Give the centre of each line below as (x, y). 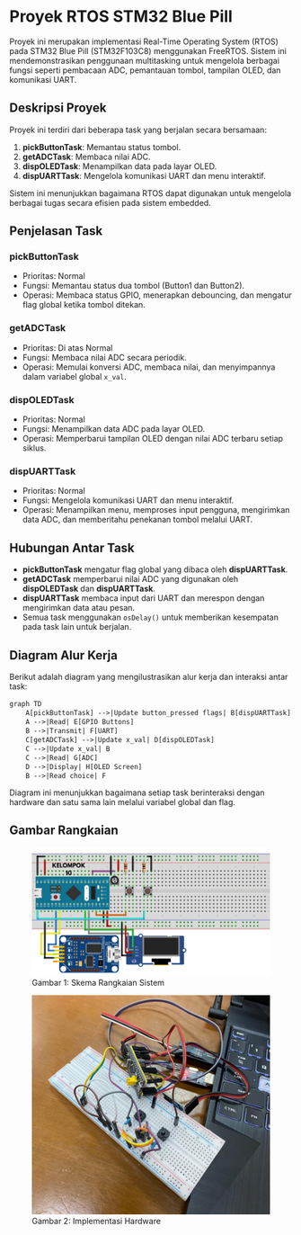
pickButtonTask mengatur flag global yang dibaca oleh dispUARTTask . (155, 569)
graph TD (26, 703)
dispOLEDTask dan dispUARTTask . (89, 589)
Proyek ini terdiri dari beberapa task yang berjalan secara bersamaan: (138, 130)
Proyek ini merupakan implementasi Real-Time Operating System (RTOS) (144, 41)
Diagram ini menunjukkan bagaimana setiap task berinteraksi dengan (137, 792)
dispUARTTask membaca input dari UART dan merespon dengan (143, 598)
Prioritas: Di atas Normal (67, 347)
